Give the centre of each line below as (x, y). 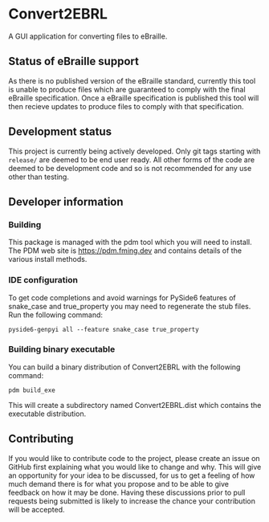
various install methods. (48, 259)
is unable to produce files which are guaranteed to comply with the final (127, 89)
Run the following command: (55, 315)
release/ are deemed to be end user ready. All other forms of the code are (132, 159)
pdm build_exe (32, 390)
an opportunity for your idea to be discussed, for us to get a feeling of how (132, 475)
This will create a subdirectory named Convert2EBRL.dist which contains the (135, 405)
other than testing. (39, 177)
